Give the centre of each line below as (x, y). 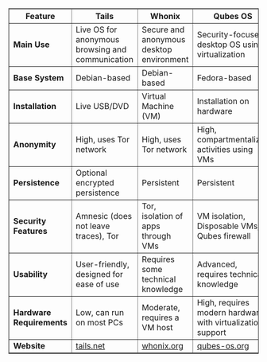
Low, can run (100, 312)
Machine (158, 106)
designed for (99, 274)
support (211, 332)
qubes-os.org (223, 346)
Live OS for (96, 29)
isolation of (163, 216)
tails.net (90, 346)
